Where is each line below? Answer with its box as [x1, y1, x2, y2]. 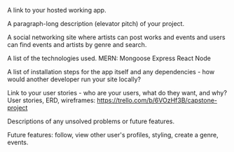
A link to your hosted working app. [7, 6, 106, 14]
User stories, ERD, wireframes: [7, 96, 96, 104]
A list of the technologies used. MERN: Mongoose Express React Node [7, 54, 212, 62]
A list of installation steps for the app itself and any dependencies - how [7, 68, 215, 76]
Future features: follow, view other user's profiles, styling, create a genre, [7, 131, 219, 139]
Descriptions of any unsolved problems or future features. [7, 117, 175, 125]
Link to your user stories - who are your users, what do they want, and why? [7, 89, 228, 97]
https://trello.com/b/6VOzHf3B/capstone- [97, 96, 218, 104]
